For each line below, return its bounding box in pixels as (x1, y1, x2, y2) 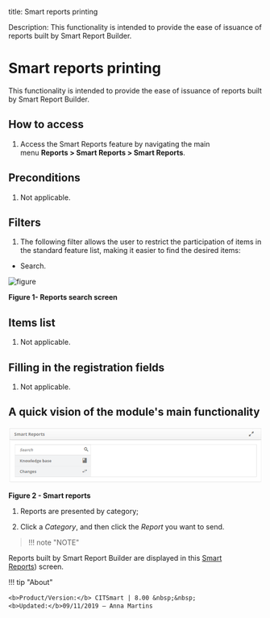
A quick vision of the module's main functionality (8, 405, 260, 419)
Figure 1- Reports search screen (8, 292, 118, 302)
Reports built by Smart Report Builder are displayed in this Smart (8, 553, 222, 562)
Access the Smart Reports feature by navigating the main (19, 139, 210, 148)
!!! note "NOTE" (27, 537, 80, 547)
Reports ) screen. (8, 562, 64, 571)
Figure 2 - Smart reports (8, 491, 91, 500)
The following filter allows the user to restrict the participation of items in (19, 237, 262, 247)
